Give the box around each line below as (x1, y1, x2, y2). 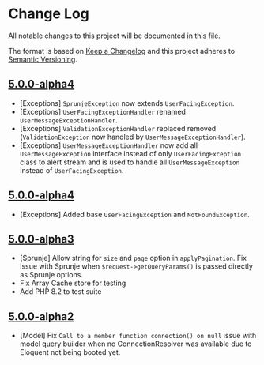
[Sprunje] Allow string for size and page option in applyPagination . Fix (19, 254, 247, 263)
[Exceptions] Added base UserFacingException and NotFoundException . (19, 209, 251, 219)
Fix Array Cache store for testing (19, 278, 126, 288)
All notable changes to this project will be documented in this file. (8, 31, 221, 40)
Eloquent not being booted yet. (19, 348, 121, 357)
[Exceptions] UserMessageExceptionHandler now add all (19, 140, 198, 150)
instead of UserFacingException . (19, 165, 124, 175)
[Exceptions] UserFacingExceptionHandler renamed (19, 107, 186, 116)
